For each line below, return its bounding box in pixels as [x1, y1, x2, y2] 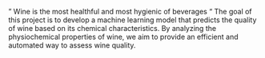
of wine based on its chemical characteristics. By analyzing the [8, 24, 217, 33]
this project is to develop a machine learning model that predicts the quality [8, 15, 257, 25]
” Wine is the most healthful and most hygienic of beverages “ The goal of [8, 7, 252, 16]
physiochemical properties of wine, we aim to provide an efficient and [8, 32, 239, 41]
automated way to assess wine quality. [8, 41, 136, 50]
